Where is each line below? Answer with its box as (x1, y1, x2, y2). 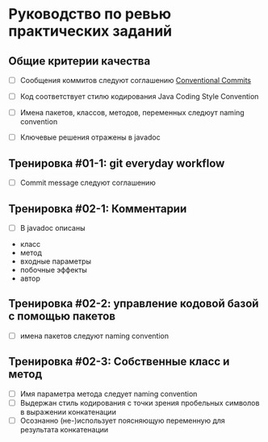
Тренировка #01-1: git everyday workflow (8, 156, 225, 170)
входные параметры (19, 256, 91, 266)
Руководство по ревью (8, 5, 172, 23)
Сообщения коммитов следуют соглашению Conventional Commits (19, 76, 252, 85)
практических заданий (8, 22, 173, 40)
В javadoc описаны (19, 223, 86, 232)
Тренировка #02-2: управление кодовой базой (8, 297, 259, 311)
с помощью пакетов (8, 310, 115, 323)
